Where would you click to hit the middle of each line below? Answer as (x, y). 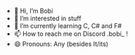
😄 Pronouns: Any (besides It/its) (61, 44)
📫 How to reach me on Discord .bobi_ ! (71, 34)
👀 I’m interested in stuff (47, 18)
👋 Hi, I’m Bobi (33, 11)
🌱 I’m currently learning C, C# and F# (67, 26)
